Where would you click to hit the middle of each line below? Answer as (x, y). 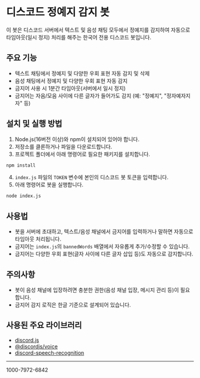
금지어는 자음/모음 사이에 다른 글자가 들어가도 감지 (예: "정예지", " (90, 95)
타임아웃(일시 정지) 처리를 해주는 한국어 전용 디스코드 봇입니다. (79, 37)
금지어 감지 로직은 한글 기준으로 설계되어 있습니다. (73, 305)
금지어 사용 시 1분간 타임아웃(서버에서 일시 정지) (70, 88)
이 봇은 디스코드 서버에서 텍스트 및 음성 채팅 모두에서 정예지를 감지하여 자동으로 (98, 30)
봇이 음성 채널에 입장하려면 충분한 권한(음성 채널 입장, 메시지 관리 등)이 (97, 290)
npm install (21, 165)
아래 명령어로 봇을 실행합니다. (49, 185)
